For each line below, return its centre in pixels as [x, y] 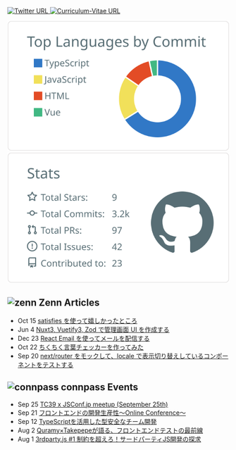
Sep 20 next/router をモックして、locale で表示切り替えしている [111, 356]
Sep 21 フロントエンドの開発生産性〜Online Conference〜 [102, 413]
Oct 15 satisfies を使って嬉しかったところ [77, 320]
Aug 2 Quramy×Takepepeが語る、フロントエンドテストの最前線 [110, 430]
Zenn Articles [69, 303]
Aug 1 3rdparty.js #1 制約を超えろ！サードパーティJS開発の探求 [109, 439]
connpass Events [100, 387]
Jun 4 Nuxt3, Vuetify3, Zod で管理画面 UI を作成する [94, 329]
